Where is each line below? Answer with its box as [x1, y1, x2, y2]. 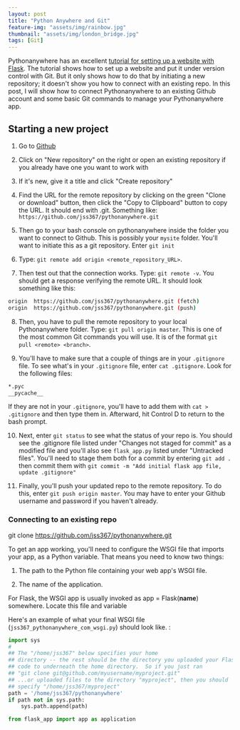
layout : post [8, 10, 47, 18]
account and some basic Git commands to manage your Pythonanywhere [8, 94, 224, 103]
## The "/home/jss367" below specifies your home [8, 650, 159, 657]
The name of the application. [18, 579, 103, 589]
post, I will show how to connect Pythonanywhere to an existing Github [8, 87, 216, 96]
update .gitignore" [18, 469, 77, 477]
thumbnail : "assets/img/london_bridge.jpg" [8, 30, 140, 38]
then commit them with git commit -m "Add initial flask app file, [18, 462, 222, 470]
